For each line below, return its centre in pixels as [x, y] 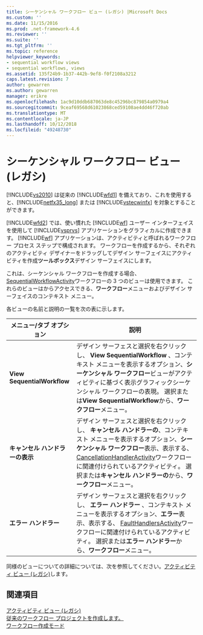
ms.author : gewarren [32, 91]
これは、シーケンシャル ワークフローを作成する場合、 [73, 273]
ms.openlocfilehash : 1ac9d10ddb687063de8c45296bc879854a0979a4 [88, 102]
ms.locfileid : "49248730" [39, 130]
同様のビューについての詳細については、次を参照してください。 [85, 566]
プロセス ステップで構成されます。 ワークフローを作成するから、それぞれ [104, 245]
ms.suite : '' [23, 40]
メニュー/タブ [30, 325]
